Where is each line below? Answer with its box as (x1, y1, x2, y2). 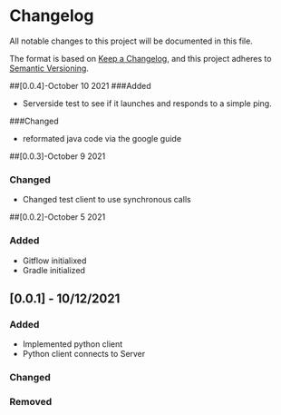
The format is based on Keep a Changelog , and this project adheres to (9, 53, 272, 64)
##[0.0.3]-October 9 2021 (9, 151, 106, 162)
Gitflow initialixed (22, 255, 87, 266)
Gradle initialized (22, 264, 86, 275)
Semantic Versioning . (9, 63, 89, 74)
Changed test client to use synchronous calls (22, 194, 192, 205)
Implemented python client (22, 339, 123, 350)
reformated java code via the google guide (22, 133, 182, 143)
